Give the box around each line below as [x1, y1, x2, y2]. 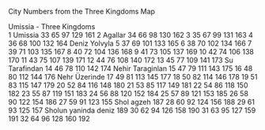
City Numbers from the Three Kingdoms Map [8, 7, 156, 16]
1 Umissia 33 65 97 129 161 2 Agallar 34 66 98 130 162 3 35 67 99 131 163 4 [8, 31, 253, 39]
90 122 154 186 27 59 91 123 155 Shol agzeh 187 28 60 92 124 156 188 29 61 [8, 98, 256, 106]
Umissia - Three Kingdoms [8, 22, 96, 31]
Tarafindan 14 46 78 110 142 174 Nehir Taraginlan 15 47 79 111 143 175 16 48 [8, 64, 253, 73]
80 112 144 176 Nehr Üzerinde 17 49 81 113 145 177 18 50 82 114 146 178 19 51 [8, 72, 258, 81]
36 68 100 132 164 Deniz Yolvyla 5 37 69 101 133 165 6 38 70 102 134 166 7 [8, 39, 252, 48]
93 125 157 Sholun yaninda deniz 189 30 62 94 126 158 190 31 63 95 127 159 [8, 106, 256, 115]
